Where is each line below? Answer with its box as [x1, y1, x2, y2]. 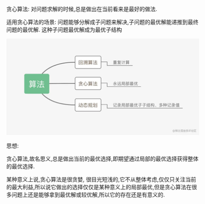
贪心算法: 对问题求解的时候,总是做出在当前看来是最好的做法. [6, 6, 158, 12]
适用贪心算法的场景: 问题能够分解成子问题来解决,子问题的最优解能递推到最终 [6, 18, 199, 26]
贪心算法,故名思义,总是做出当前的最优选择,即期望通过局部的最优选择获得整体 [6, 155, 199, 162]
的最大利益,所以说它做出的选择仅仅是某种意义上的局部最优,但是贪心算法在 [6, 183, 192, 191]
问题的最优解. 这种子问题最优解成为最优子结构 [6, 26, 122, 33]
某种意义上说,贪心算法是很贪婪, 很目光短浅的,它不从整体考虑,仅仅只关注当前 [6, 176, 197, 183]
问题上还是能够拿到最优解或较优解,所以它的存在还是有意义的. [11, 191, 165, 198]
